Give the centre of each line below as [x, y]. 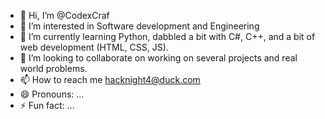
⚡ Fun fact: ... [47, 105]
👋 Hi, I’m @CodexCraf [64, 15]
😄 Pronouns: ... [52, 94]
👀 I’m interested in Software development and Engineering [139, 26]
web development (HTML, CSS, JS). [94, 47]
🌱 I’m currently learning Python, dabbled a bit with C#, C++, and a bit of [167, 36]
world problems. [53, 68]
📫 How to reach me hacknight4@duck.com [110, 79]
